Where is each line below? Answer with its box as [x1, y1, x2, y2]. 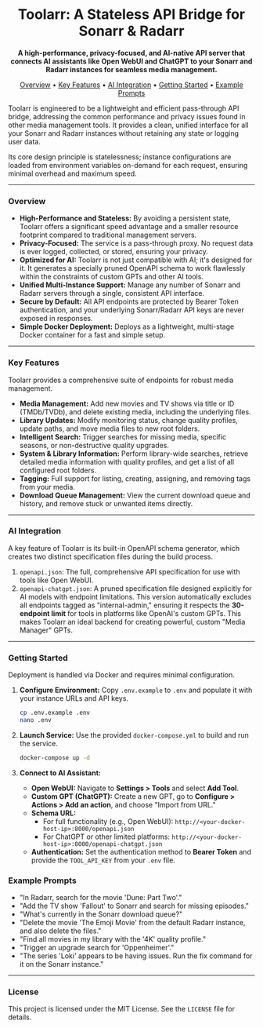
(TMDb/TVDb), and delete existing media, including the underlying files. [19, 406, 252, 417]
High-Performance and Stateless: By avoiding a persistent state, [19, 213, 231, 223]
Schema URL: [31, 808, 77, 818]
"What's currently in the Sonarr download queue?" [19, 910, 183, 919]
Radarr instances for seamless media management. [45, 64, 218, 74]
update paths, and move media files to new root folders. [19, 424, 200, 433]
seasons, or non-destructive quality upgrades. [19, 440, 170, 450]
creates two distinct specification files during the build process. [8, 552, 214, 561]
